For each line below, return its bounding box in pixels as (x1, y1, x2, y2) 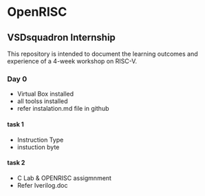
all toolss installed (17, 97, 68, 105)
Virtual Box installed (17, 90, 74, 98)
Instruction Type (17, 135, 64, 144)
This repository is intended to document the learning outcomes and (7, 50, 198, 58)
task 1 (7, 120, 24, 128)
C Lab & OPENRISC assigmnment (17, 173, 112, 182)
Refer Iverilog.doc (17, 181, 68, 189)
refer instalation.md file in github (17, 105, 109, 113)
